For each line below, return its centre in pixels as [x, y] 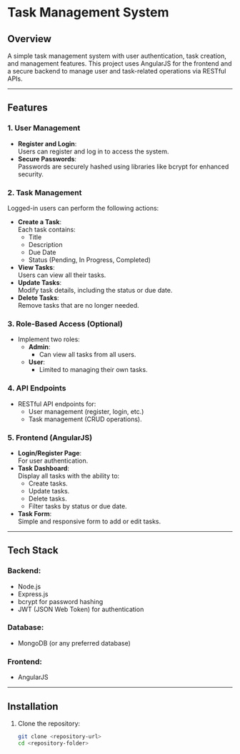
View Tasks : [36, 267]
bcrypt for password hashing [60, 601]
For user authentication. [53, 461]
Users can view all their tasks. [62, 275]
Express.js [33, 594]
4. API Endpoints [37, 388]
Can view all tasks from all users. [87, 355]
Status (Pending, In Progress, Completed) [90, 260]
